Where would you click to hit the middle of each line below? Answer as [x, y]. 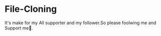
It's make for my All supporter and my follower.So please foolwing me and [80, 23]
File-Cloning [31, 9]
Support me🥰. [19, 28]
